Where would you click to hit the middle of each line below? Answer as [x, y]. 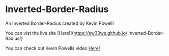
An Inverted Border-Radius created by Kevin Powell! [60, 23]
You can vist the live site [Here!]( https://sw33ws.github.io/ [66, 33]
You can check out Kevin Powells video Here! [53, 48]
